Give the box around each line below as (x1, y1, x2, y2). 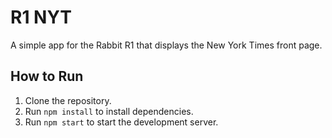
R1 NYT (10, 6, 72, 29)
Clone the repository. (24, 94, 112, 106)
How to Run (10, 68, 84, 85)
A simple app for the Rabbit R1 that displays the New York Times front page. (10, 39, 323, 51)
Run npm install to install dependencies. (24, 105, 194, 117)
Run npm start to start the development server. (24, 116, 219, 128)
